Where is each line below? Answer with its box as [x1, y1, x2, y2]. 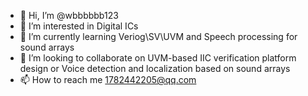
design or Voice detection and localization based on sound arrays [19, 63, 291, 74]
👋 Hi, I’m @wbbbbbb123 [19, 10, 119, 21]
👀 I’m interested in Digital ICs [19, 20, 139, 32]
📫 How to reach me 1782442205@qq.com [19, 74, 197, 85]
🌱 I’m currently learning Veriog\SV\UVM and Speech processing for [19, 31, 298, 42]
